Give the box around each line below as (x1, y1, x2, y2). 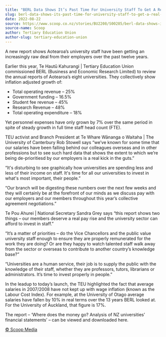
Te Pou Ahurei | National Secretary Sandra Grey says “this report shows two (5, 210, 160, 216)
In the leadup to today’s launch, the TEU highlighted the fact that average (5, 281, 154, 287)
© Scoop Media (5, 326, 38, 332)
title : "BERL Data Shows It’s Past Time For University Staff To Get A (5, 7, 156, 12)
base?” (5, 251, 20, 257)
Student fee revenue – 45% (12, 99, 68, 105)
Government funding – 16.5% (12, 94, 72, 99)
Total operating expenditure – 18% (12, 109, 83, 115)
